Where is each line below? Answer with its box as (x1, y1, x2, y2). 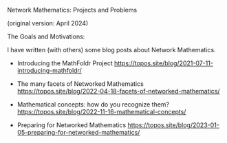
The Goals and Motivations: (7, 32, 85, 41)
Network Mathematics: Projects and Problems (7, 6, 138, 14)
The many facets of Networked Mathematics (17, 80, 144, 88)
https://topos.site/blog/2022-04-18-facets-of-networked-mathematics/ (17, 87, 220, 95)
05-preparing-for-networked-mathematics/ (17, 129, 140, 136)
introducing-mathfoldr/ (17, 67, 82, 74)
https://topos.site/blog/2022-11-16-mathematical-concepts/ (17, 108, 186, 115)
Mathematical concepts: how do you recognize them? (17, 100, 170, 109)
